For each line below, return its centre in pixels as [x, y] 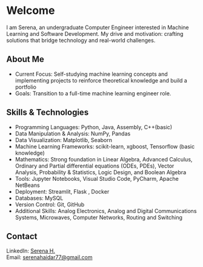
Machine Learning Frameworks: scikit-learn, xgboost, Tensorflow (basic [105, 146]
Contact [22, 236]
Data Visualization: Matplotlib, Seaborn [63, 140]
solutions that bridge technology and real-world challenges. [81, 40]
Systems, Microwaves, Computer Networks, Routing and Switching [99, 217]
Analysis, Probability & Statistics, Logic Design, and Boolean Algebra [101, 172]
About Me [25, 59]
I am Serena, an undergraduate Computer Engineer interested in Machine [98, 27]
